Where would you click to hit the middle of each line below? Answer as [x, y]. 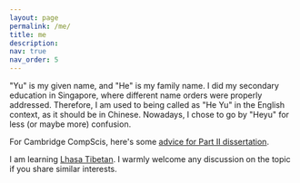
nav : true [28, 52]
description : [34, 43]
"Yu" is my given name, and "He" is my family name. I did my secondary [145, 86]
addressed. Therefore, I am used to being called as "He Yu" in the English [147, 105]
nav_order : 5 [34, 60]
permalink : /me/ [40, 26]
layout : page [34, 18]
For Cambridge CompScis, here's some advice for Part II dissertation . [140, 142]
